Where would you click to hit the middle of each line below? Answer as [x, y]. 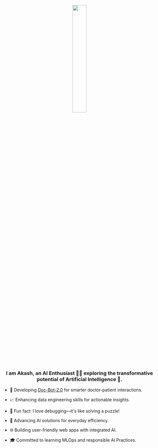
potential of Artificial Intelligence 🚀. [79, 379]
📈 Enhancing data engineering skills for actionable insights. [70, 400]
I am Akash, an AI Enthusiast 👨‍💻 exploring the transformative [79, 373]
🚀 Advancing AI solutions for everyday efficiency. [59, 421]
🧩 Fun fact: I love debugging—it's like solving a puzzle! [65, 411]
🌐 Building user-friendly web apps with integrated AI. [63, 430]
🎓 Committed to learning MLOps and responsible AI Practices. [73, 440]
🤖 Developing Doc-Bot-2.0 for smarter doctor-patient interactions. [76, 390]
